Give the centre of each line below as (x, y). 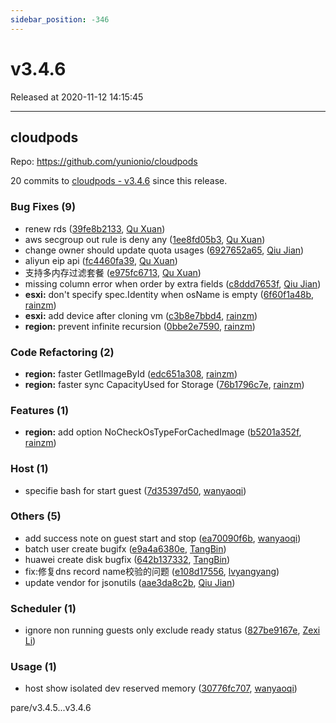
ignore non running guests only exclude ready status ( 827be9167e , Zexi (172, 630)
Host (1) (29, 469)
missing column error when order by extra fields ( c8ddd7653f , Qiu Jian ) (173, 283)
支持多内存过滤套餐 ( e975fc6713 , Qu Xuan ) (113, 272)
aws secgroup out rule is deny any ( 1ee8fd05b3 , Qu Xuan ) (145, 239)
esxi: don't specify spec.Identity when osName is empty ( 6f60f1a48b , (169, 294)
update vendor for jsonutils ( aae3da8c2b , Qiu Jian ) (130, 582)
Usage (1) (33, 667)
